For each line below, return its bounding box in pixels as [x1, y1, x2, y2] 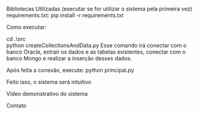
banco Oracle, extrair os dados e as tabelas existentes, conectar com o [6, 48, 186, 55]
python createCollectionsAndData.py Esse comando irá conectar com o [6, 42, 187, 49]
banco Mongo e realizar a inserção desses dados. [6, 55, 133, 62]
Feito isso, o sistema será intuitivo [6, 79, 92, 85]
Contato [6, 102, 27, 109]
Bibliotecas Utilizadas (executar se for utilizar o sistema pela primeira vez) [6, 5, 193, 12]
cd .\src [6, 35, 26, 42]
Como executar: [6, 24, 47, 30]
